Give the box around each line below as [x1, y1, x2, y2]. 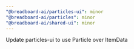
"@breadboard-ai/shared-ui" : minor [5, 20, 96, 26]
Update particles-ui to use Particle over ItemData [5, 36, 128, 44]
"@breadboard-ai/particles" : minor [5, 14, 96, 20]
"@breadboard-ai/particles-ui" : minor [5, 8, 104, 15]
